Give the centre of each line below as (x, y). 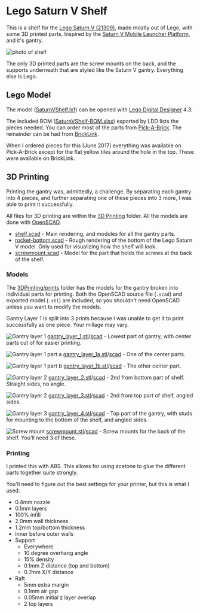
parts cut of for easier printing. (44, 342)
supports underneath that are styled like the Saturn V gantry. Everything (95, 69)
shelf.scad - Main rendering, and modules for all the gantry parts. (95, 233)
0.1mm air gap (41, 591)
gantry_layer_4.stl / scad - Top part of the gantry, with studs (121, 413)
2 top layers (38, 604)
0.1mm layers (31, 509)
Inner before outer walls (44, 534)
